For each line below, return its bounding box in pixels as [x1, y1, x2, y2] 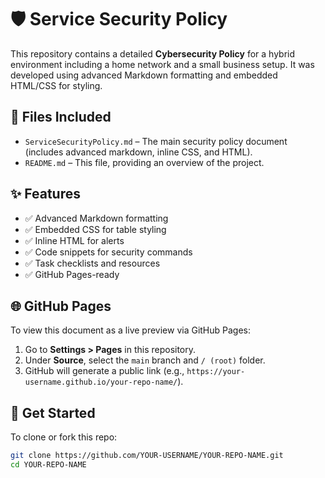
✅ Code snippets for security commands [24, 246, 193, 258]
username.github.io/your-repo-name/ [24, 377, 178, 388]
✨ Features [10, 186, 81, 203]
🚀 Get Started [10, 404, 96, 421]
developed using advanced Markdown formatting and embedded [10, 69, 278, 81]
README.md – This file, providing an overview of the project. [24, 156, 265, 168]
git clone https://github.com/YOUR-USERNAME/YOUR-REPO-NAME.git [10, 451, 284, 461]
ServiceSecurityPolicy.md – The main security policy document [24, 135, 288, 147]
